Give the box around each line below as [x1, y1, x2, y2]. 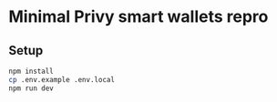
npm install [8, 66, 54, 76]
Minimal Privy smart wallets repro [8, 6, 269, 27]
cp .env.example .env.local [8, 75, 116, 84]
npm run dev [8, 84, 54, 93]
